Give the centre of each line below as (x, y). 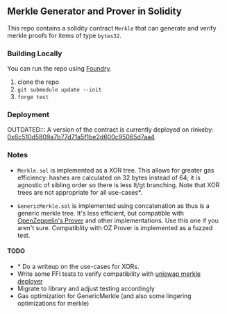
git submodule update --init (59, 90)
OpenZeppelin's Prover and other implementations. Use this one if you (118, 220)
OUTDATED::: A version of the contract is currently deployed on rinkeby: (110, 130)
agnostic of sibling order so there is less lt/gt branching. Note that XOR (118, 185)
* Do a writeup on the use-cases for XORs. (78, 266)
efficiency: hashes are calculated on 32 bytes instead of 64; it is (109, 177)
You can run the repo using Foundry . (59, 69)
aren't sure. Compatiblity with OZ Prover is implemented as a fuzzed (115, 227)
